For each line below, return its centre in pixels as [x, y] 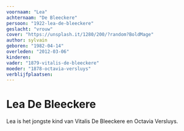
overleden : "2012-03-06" [38, 52]
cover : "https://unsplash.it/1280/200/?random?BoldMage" [80, 35]
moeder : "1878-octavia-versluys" [49, 69]
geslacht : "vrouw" [30, 29]
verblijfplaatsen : [30, 74]
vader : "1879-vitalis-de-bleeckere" [53, 63]
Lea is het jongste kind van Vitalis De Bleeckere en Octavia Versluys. [92, 121]
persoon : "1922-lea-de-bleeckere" [50, 23]
